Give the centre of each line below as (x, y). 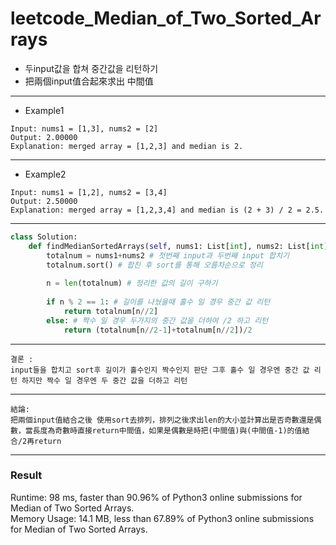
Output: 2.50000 (44, 201)
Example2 (45, 174)
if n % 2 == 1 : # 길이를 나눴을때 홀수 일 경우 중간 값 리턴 (158, 302)
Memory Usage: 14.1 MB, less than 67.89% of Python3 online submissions (162, 518)
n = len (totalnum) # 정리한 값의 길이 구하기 (132, 283)
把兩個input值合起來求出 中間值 (89, 81)
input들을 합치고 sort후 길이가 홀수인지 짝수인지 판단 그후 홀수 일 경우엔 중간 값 (160, 370)
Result (26, 475)
